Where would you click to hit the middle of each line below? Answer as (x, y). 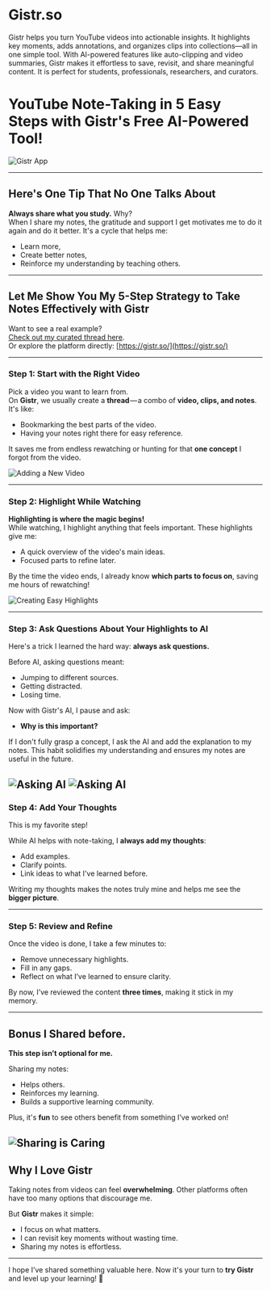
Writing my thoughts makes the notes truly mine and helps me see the (125, 889)
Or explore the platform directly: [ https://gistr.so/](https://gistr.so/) (118, 346)
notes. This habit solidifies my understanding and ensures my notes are (127, 751)
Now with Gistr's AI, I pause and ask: (69, 711)
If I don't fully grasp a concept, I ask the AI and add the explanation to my (130, 742)
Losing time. (41, 695)
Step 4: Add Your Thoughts (63, 807)
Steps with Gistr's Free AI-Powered (129, 122)
